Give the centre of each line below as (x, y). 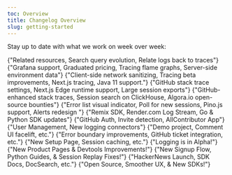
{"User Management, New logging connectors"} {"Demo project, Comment (115, 127)
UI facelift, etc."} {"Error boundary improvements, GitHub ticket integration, (115, 134)
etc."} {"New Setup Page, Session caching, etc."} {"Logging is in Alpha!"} (113, 142)
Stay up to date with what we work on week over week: (87, 47)
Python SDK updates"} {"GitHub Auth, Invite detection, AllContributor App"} (116, 120)
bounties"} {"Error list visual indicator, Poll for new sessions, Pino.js (126, 105)
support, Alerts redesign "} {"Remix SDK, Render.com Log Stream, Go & (110, 112)
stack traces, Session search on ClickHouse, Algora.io (115, 97)
